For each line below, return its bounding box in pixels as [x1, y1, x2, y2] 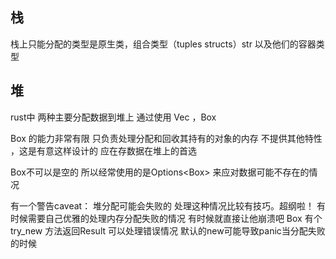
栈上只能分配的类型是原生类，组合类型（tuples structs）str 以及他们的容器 [10, 38, 317, 50]
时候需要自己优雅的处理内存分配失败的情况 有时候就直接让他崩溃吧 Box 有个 [10, 212, 323, 224]
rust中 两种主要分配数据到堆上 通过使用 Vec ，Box [10, 111, 217, 123]
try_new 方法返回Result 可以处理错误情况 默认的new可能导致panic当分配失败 [10, 224, 326, 237]
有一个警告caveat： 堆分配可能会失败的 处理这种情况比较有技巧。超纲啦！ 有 [10, 199, 326, 212]
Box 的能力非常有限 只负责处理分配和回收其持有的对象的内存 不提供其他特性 [10, 132, 323, 144]
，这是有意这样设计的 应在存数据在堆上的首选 [10, 144, 197, 157]
